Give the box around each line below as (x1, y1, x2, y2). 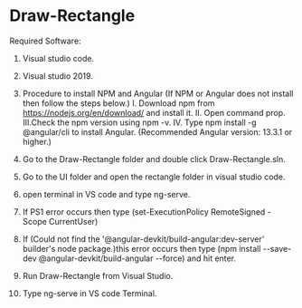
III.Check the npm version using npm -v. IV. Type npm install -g (22, 117, 257, 128)
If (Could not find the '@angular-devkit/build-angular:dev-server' (22, 233, 265, 245)
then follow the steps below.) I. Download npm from (22, 97, 215, 109)
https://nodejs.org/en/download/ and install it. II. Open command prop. (22, 107, 287, 118)
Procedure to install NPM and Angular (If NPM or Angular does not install (22, 88, 294, 99)
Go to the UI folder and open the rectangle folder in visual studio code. (22, 171, 286, 182)
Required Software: (9, 35, 81, 46)
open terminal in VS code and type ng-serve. (22, 188, 191, 199)
